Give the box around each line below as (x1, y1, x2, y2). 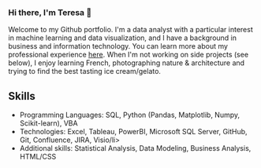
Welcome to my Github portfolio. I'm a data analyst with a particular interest (8, 25, 254, 35)
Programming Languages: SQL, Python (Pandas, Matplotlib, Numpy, (19, 110, 240, 120)
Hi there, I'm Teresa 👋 (8, 7, 92, 18)
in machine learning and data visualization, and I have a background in (8, 33, 237, 42)
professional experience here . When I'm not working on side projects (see (8, 50, 249, 60)
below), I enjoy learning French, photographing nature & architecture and (8, 58, 245, 68)
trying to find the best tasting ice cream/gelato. (8, 67, 162, 76)
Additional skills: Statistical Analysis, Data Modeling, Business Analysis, (19, 144, 252, 153)
